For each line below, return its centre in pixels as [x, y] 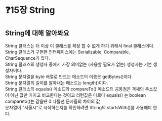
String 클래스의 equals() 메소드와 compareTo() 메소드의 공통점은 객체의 [75, 89]
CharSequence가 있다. [28, 58]
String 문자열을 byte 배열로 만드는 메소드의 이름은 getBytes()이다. [69, 77]
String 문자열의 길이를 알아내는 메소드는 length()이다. [57, 83]
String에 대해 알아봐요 [37, 33]
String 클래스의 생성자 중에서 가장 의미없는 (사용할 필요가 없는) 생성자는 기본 [79, 64]
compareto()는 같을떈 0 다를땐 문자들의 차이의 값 [53, 101]
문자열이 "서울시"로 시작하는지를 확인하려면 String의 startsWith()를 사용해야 [79, 107]
